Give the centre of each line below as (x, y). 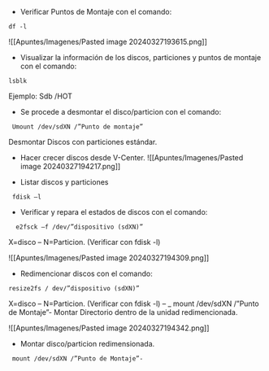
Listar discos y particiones (64, 182)
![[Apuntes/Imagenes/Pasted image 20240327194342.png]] (109, 328)
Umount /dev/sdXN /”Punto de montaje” (78, 127)
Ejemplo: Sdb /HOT (41, 96)
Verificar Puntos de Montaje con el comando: (96, 12)
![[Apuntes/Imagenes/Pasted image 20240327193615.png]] (108, 41)
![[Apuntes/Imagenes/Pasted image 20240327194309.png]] (109, 258)
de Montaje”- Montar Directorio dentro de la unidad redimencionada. (123, 312)
